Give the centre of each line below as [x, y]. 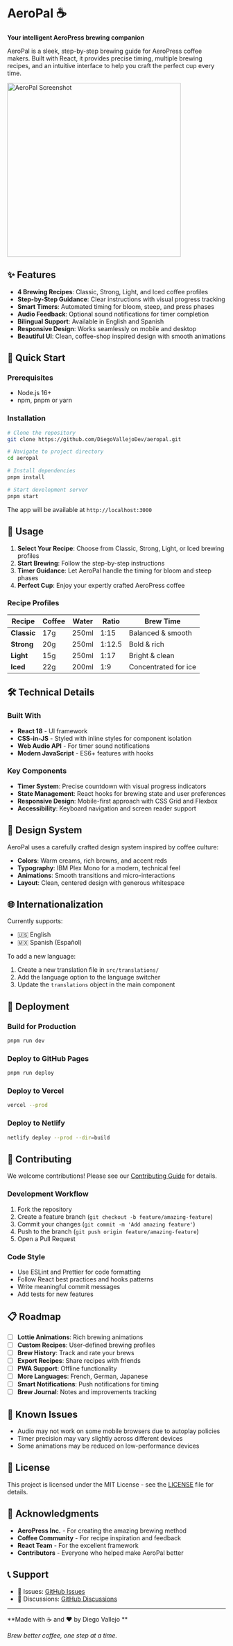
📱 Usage [25, 532]
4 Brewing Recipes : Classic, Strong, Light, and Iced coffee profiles [113, 291]
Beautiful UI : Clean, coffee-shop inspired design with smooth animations [121, 336]
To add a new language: [42, 957]
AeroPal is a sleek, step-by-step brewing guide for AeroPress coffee [105, 51]
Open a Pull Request [46, 1238]
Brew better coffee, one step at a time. [62, 1635]
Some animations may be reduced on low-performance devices [108, 1446]
